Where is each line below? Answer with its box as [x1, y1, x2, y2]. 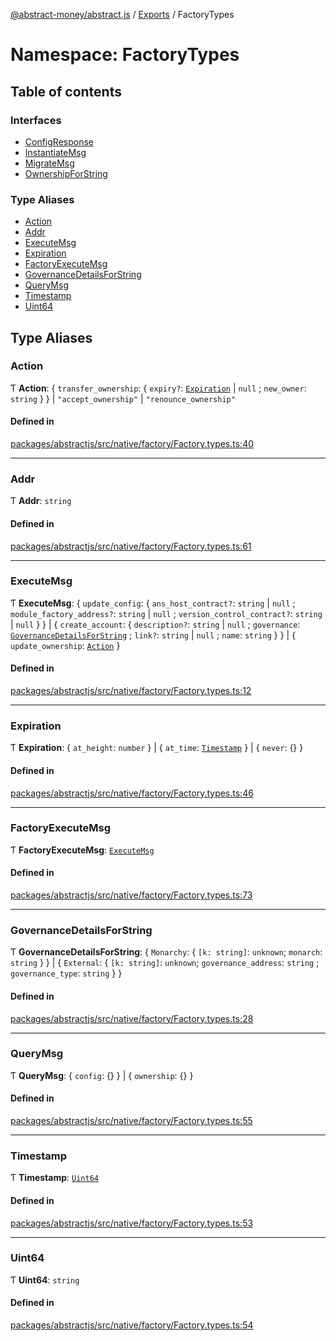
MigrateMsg [24, 157, 75, 169]
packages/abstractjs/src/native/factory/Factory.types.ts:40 [10, 438, 255, 450]
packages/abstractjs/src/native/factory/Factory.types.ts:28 [10, 1012, 254, 1024]
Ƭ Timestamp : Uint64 [10, 1172, 99, 1184]
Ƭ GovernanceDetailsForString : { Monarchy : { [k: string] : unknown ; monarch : [10, 946, 323, 958]
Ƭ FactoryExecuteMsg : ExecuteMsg [10, 844, 155, 856]
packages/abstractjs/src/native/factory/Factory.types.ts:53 [10, 1217, 254, 1229]
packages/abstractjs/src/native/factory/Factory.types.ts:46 [10, 787, 254, 799]
